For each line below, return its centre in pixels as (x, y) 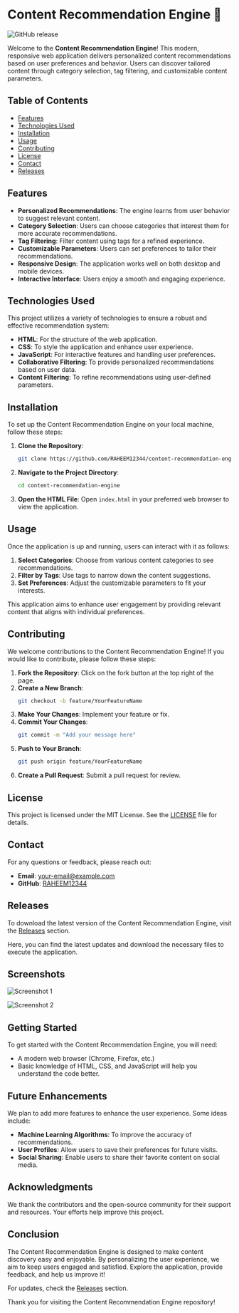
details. (18, 822)
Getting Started (42, 1028)
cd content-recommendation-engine (69, 486)
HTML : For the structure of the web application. (87, 339)
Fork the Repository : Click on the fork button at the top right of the (116, 673)
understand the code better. (59, 1074)
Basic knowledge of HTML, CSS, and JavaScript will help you (107, 1066)
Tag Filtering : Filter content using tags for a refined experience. (111, 241)
